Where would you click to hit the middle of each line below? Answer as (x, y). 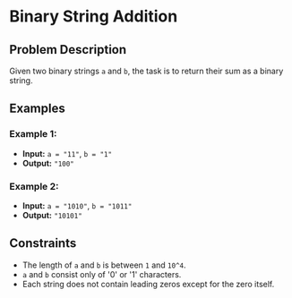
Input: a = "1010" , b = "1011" (77, 205)
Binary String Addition (94, 17)
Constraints (43, 243)
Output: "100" (48, 163)
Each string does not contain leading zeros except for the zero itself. (148, 284)
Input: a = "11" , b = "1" (67, 153)
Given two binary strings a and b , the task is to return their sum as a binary (146, 71)
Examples (37, 109)
